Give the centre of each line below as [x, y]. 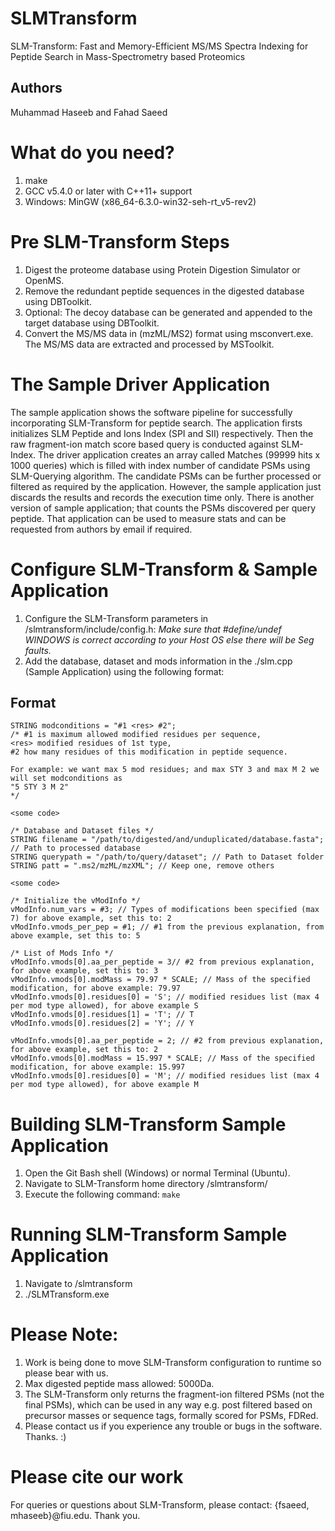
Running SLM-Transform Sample [149, 1234]
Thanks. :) [45, 1437]
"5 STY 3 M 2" [40, 787]
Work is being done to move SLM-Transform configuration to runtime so [173, 1363]
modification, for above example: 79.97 [96, 988]
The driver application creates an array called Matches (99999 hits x [179, 454]
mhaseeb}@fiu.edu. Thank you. [75, 1516]
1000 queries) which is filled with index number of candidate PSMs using [160, 465]
